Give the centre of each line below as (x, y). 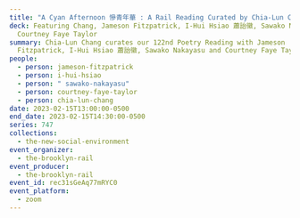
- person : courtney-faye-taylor (78, 92)
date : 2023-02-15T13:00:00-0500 (69, 109)
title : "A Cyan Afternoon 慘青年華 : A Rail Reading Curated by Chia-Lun (146, 17)
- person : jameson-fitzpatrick (75, 68)
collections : (33, 133)
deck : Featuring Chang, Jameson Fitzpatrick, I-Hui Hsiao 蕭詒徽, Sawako (147, 26)
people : (24, 59)
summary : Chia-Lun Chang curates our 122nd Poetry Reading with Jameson (147, 42)
